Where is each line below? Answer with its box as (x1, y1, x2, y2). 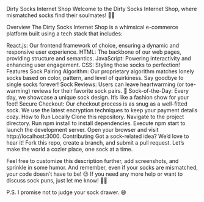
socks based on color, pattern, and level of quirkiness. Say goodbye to (6, 74, 184, 81)
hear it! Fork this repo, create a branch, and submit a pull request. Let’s (6, 139, 184, 146)
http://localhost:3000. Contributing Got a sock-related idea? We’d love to (6, 132, 189, 140)
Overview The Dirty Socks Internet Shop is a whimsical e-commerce (6, 24, 179, 31)
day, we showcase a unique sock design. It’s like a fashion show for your (6, 94, 189, 101)
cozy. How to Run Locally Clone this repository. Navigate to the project (6, 113, 184, 120)
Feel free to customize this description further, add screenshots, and (6, 157, 179, 164)
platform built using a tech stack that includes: (6, 30, 123, 37)
